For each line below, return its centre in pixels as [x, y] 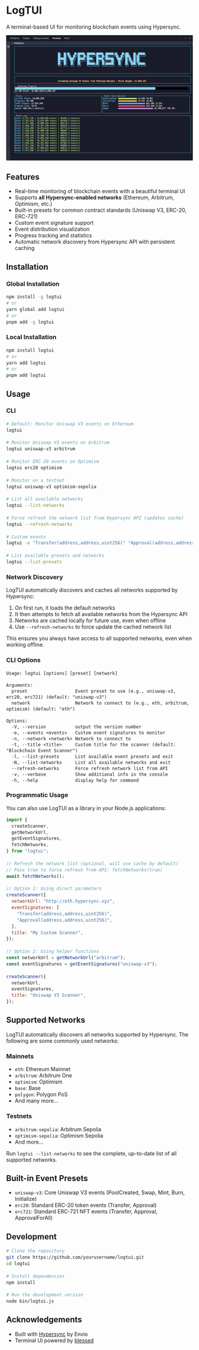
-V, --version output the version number [77, 727]
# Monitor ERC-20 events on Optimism [53, 461]
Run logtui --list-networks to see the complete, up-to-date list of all [92, 1153]
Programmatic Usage [37, 795]
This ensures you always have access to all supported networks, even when [99, 638]
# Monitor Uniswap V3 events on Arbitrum [58, 443]
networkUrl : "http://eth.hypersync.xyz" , [63, 902]
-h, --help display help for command [75, 780]
